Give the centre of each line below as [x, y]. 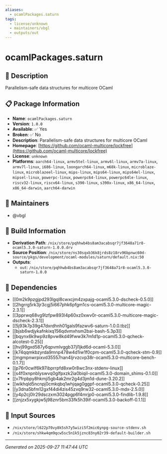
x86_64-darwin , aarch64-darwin [44, 187]
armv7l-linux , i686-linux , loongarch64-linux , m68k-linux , [71, 167]
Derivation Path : [29, 243]
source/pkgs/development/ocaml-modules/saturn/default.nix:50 [78, 257]
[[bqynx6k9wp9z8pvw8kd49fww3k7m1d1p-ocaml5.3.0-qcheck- [78, 337]
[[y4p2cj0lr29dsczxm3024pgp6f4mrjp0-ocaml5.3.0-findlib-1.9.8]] [80, 395]
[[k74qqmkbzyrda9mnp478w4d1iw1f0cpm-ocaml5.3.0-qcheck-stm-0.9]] [87, 352]
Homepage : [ [26, 145]
